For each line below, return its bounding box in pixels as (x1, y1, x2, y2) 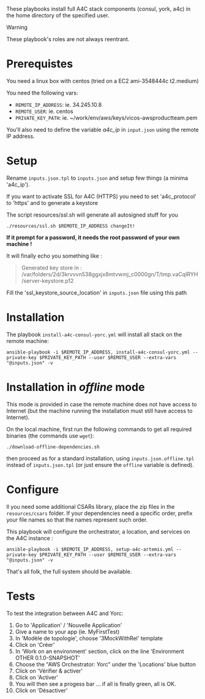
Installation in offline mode (6, 380, 145, 394)
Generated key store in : (21, 264, 83, 271)
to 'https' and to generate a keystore (6, 199, 99, 206)
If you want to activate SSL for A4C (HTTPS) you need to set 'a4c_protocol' (6, 193, 197, 200)
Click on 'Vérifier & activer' (15, 667, 83, 674)
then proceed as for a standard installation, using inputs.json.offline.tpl (6, 454, 195, 462)
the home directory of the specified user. (6, 12, 110, 19)
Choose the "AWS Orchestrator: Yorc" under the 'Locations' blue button (15, 660, 196, 668)
